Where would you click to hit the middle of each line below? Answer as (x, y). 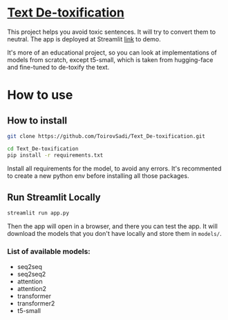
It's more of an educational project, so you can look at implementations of (112, 52)
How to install (37, 120)
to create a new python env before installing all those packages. (98, 176)
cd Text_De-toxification (43, 149)
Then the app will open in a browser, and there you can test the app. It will (112, 226)
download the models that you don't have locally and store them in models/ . (115, 234)
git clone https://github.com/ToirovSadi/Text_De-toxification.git (106, 136)
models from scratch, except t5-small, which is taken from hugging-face (110, 59)
